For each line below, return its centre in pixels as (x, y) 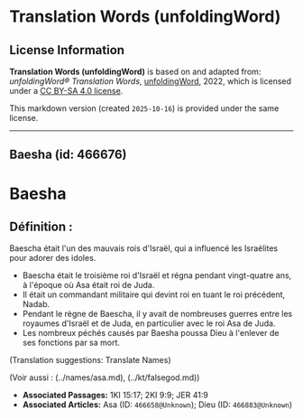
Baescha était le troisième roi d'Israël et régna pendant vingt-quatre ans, (157, 275)
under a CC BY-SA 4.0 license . (66, 91)
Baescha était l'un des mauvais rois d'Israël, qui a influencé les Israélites (143, 248)
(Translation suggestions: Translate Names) (90, 360)
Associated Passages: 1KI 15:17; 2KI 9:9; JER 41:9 (115, 396)
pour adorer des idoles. (53, 258)
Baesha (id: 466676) (68, 155)
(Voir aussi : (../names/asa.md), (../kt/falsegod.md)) (105, 377)
